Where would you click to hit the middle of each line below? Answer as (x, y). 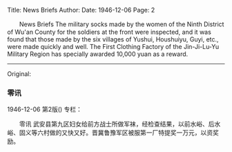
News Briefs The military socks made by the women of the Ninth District (122, 24)
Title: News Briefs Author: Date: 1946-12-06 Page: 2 (81, 10)
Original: (19, 74)
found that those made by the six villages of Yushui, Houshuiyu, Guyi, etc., (113, 39)
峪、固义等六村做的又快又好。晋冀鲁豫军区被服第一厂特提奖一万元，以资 (110, 133)
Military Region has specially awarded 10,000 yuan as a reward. (98, 54)
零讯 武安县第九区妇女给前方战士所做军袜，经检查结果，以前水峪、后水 (120, 124)
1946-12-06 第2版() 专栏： (45, 109)
